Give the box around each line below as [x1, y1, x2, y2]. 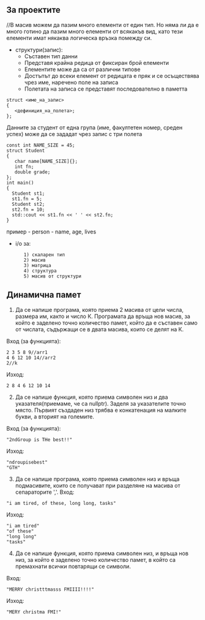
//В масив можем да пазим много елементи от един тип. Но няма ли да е [6, 21, 199, 28]
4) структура [23, 268, 57, 274]
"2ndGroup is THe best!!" [6, 436, 72, 443]
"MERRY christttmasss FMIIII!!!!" [6, 586, 95, 592]
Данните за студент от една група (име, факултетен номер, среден [6, 124, 183, 131]
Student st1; [12, 190, 45, 197]
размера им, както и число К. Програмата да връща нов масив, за [15, 312, 191, 320]
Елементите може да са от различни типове [24, 66, 141, 73]
